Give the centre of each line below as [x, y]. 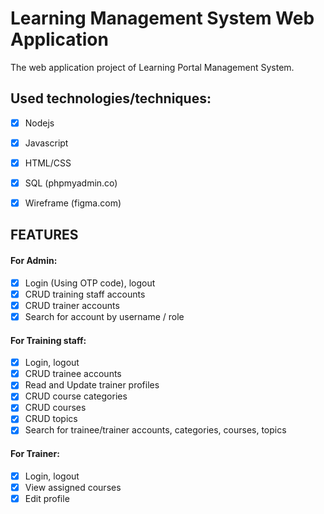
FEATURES [44, 235]
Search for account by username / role [104, 316]
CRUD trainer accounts [72, 305]
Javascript [46, 143]
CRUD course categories [76, 396]
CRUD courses [55, 408]
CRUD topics [51, 419]
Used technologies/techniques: [111, 98]
